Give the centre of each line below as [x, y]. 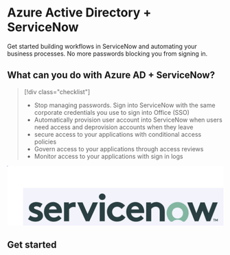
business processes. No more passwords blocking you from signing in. [107, 54]
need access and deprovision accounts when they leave [114, 127]
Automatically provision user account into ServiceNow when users [128, 120]
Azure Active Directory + [79, 13]
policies [45, 142]
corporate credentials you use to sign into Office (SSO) [112, 112]
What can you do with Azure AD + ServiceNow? [111, 75]
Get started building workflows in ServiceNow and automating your [102, 46]
